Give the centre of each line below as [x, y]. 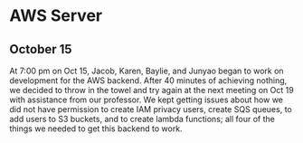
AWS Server [56, 16]
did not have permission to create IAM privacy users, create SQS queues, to [151, 109]
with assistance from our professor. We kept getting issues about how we [146, 100]
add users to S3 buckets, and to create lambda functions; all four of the [142, 119]
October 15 [41, 49]
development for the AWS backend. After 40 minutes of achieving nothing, [148, 81]
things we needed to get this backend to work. [96, 129]
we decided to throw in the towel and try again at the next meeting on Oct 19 [151, 90]
